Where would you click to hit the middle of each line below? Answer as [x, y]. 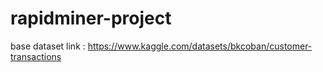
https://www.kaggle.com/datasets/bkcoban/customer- [200, 46]
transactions [36, 56]
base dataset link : [48, 46]
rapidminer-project [91, 18]
